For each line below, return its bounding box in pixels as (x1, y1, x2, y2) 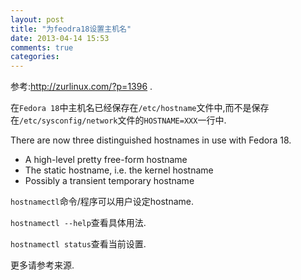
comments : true (10, 42, 74, 53)
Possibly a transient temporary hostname (24, 175, 195, 187)
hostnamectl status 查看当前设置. (10, 238, 147, 250)
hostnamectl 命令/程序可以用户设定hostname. (10, 196, 195, 208)
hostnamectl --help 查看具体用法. (10, 217, 147, 229)
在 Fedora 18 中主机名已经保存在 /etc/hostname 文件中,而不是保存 (10, 102, 270, 114)
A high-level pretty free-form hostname (24, 154, 188, 166)
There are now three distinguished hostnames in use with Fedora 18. (10, 134, 292, 146)
